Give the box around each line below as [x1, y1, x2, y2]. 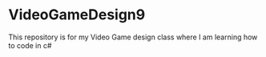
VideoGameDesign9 [8, 6, 146, 24]
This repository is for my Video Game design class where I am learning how [8, 32, 258, 42]
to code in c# [8, 40, 52, 50]
